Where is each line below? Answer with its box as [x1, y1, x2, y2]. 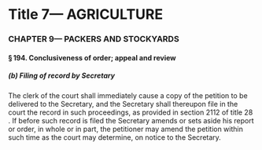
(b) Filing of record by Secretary [8, 71, 116, 80]
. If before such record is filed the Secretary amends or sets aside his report [8, 115, 254, 125]
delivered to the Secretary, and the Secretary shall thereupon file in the [8, 99, 238, 108]
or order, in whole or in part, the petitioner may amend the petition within [8, 124, 244, 134]
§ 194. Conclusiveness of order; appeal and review [8, 53, 176, 62]
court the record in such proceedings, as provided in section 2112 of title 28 [8, 108, 253, 117]
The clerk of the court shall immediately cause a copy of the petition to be [8, 90, 248, 100]
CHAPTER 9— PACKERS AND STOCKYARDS [8, 34, 179, 45]
